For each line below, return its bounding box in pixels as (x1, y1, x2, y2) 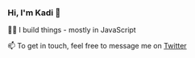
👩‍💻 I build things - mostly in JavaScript (7, 25, 136, 35)
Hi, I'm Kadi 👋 (7, 7, 61, 18)
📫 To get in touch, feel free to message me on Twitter (7, 41, 187, 51)
